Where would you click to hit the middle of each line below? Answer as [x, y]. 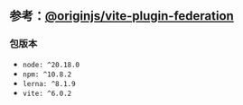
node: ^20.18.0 [51, 65]
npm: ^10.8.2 [47, 74]
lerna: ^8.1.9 [49, 83]
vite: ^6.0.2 [47, 93]
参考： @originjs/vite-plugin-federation [122, 16]
